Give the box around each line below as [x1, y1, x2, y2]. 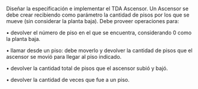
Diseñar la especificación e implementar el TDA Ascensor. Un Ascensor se [6, 5, 189, 12]
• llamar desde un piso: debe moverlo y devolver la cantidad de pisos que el [6, 47, 193, 54]
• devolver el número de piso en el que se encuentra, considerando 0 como [6, 29, 192, 36]
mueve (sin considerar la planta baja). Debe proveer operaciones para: [6, 18, 180, 24]
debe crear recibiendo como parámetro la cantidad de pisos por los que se [6, 11, 190, 18]
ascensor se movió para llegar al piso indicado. [6, 53, 122, 60]
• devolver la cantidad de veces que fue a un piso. [6, 77, 130, 83]
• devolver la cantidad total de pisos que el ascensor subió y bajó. [6, 65, 168, 72]
